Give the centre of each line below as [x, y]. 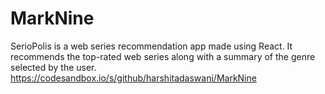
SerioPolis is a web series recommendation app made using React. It [151, 46]
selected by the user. [53, 67]
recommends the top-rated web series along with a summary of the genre [163, 56]
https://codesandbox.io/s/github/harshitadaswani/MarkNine [133, 78]
